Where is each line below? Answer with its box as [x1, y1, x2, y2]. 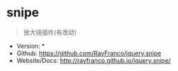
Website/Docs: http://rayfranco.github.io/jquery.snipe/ [16, 56, 171, 64]
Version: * [16, 42, 46, 50]
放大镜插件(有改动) [23, 28, 77, 36]
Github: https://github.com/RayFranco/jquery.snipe [16, 49, 161, 57]
